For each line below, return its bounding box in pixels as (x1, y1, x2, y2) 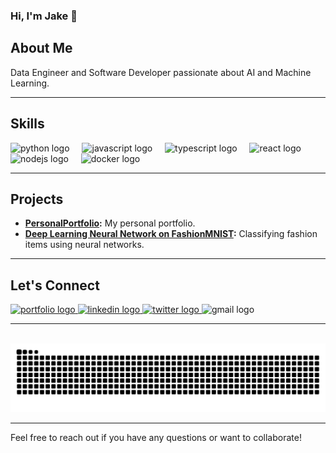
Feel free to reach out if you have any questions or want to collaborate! (10, 431, 302, 443)
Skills (10, 115, 45, 133)
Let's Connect (10, 277, 100, 294)
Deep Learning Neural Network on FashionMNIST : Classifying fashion (24, 228, 318, 240)
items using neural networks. (24, 239, 145, 251)
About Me (10, 40, 73, 57)
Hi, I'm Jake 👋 (10, 9, 78, 23)
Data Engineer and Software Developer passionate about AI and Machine (10, 66, 312, 78)
